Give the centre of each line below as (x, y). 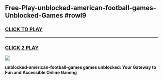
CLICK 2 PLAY (22, 48)
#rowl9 (75, 16)
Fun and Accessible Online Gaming (41, 72)
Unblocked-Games (34, 16)
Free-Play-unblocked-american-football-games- (81, 8)
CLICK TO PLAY (24, 30)
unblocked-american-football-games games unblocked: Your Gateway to (81, 67)
